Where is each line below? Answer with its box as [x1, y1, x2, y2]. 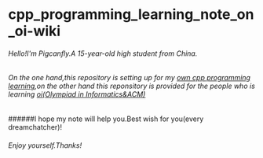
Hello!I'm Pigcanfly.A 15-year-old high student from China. [8, 49, 198, 58]
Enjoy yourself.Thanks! [8, 140, 82, 150]
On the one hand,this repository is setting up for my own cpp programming [8, 73, 251, 83]
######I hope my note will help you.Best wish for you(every [8, 114, 204, 123]
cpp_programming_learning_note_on [8, 6, 254, 24]
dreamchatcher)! [8, 123, 63, 131]
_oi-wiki [8, 22, 61, 40]
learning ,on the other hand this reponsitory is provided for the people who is [8, 81, 255, 91]
